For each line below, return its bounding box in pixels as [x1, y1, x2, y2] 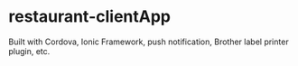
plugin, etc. [8, 45, 51, 56]
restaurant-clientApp [8, 6, 171, 27]
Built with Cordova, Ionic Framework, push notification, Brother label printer [8, 36, 290, 47]
